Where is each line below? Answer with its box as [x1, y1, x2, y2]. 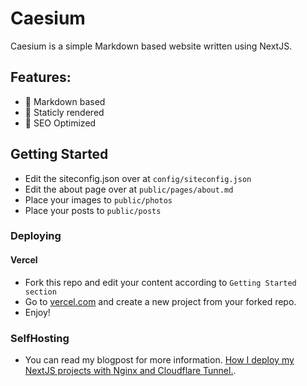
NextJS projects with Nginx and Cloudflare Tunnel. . [24, 364, 237, 376]
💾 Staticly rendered [24, 106, 105, 118]
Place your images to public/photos [24, 193, 173, 206]
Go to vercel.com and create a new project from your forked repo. [24, 295, 297, 307]
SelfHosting [10, 331, 70, 345]
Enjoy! [24, 306, 51, 318]
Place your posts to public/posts [24, 204, 162, 216]
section [24, 287, 57, 297]
